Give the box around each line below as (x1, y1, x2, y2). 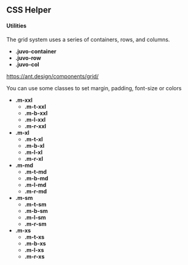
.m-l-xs (24, 246, 44, 253)
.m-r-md (24, 187, 47, 195)
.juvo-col (15, 61, 39, 68)
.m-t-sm (24, 201, 47, 208)
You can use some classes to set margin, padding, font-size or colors (6, 84, 182, 91)
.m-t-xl (24, 135, 43, 143)
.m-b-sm (24, 207, 48, 214)
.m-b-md (24, 174, 49, 182)
